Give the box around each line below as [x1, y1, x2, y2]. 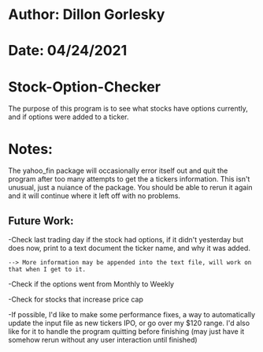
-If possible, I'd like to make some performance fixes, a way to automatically [8, 310, 256, 320]
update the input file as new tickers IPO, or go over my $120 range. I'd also [8, 318, 250, 328]
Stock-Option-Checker [8, 77, 161, 95]
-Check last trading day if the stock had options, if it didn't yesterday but [8, 235, 244, 245]
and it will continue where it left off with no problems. [8, 191, 181, 200]
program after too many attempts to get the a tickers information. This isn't [8, 174, 250, 184]
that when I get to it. [8, 266, 87, 274]
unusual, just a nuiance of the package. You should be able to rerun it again [8, 183, 254, 193]
